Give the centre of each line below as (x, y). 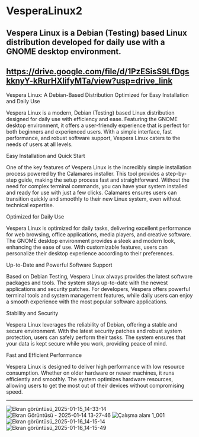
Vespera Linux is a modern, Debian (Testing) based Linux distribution (90, 113)
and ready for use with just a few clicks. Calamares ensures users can (92, 193)
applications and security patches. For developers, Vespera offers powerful (98, 289)
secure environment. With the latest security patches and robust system (94, 331)
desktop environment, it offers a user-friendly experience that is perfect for (98, 125)
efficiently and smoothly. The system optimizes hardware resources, (90, 379)
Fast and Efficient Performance (44, 355)
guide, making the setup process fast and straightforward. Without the (104, 180)
